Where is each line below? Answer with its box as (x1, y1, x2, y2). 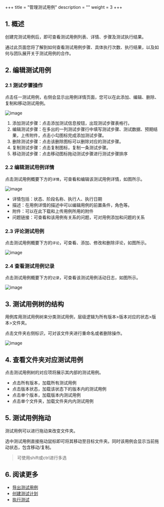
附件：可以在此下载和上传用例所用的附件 (12, 208, 94, 214)
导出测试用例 (12, 484, 38, 490)
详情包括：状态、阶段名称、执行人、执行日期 (12, 196, 102, 202)
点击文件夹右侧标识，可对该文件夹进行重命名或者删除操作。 (5, 330, 125, 336)
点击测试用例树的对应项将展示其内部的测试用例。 (5, 369, 103, 375)
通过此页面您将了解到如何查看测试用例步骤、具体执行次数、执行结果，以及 (5, 44, 155, 50)
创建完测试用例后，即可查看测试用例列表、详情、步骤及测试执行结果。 (5, 34, 146, 40)
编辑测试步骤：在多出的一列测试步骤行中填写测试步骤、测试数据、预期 (12, 126, 154, 132)
